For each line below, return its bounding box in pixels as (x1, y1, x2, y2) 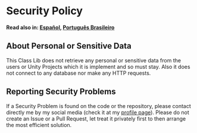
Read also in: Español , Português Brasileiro (6, 24, 115, 31)
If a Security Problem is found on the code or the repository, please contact (6, 102, 192, 109)
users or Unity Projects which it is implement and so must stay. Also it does (6, 63, 190, 70)
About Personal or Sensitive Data (6, 41, 132, 51)
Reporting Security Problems (6, 87, 116, 97)
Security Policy (6, 4, 83, 18)
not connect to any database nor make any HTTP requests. (6, 69, 151, 77)
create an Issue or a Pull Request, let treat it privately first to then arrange (6, 115, 186, 122)
